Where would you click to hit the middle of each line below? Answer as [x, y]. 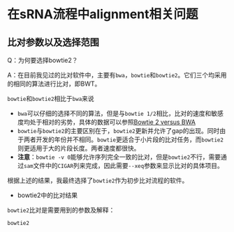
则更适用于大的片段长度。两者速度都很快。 [79, 148]
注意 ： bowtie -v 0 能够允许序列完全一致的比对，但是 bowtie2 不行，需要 [119, 157]
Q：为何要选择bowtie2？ [43, 60]
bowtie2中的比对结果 [47, 195]
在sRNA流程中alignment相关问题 [103, 14]
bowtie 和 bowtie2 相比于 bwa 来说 [51, 99]
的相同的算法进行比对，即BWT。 [54, 84]
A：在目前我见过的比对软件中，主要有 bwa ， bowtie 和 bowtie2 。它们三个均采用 [117, 75]
